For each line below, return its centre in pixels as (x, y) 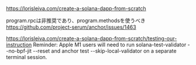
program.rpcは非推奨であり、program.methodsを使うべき (76, 20)
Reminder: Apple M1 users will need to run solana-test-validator (110, 45)
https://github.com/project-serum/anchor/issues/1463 (71, 27)
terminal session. (27, 57)
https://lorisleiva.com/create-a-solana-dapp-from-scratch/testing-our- (92, 38)
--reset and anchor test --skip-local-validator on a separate (105, 51)
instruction (19, 45)
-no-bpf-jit (19, 51)
